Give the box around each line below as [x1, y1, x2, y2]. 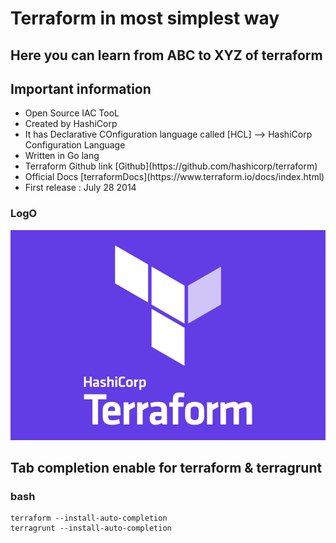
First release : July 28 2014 [24, 182, 137, 194]
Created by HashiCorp [24, 118, 118, 130]
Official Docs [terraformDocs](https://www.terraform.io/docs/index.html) [24, 171, 325, 183]
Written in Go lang [24, 150, 100, 162]
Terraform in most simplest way [10, 7, 280, 30]
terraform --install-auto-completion [10, 513, 168, 524]
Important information [10, 80, 152, 97]
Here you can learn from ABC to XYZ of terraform [10, 47, 323, 64]
